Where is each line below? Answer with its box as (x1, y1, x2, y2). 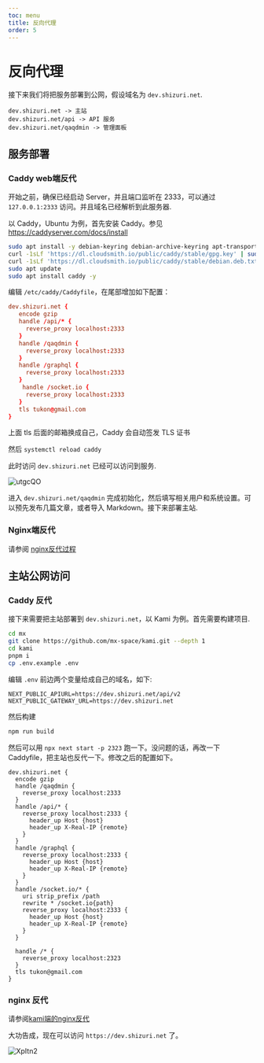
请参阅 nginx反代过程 (8, 544, 77, 553)
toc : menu (8, 11, 41, 20)
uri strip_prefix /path (22, 892, 101, 900)
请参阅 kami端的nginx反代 (8, 1013, 90, 1023)
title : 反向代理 (8, 19, 57, 27)
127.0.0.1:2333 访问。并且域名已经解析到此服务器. (8, 202, 172, 211)
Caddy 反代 (8, 595, 53, 606)
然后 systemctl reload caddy (8, 445, 102, 454)
